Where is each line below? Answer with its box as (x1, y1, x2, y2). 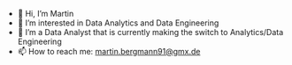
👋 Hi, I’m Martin (17, 9, 74, 18)
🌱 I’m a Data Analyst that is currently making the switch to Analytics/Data (17, 27, 284, 37)
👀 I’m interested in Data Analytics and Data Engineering (17, 18, 219, 28)
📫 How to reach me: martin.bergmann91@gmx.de (17, 47, 201, 56)
